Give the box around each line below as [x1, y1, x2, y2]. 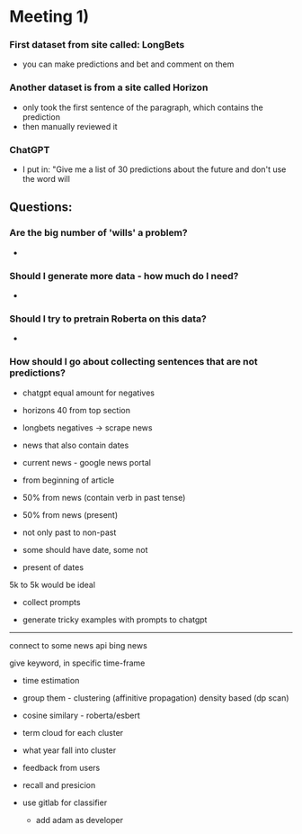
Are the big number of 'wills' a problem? [9, 227, 188, 240]
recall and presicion [22, 779, 96, 790]
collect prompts [22, 596, 81, 607]
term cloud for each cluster [22, 727, 124, 738]
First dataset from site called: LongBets [9, 39, 185, 51]
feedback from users [22, 762, 101, 773]
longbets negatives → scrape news [22, 422, 153, 433]
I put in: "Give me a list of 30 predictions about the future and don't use [22, 164, 287, 175]
